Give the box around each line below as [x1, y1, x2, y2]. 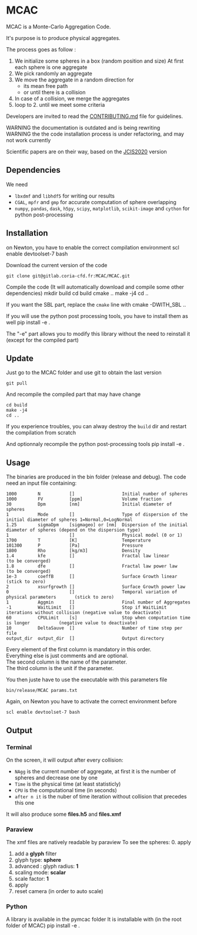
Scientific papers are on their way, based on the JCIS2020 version [6, 148, 168, 155]
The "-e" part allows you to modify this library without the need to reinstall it [6, 330, 191, 337]
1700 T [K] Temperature [6, 537, 151, 543]
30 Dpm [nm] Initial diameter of [6, 501, 172, 507]
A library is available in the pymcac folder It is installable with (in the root [6, 916, 182, 923]
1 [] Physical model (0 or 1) [6, 532, 183, 539]
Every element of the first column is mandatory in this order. [6, 646, 152, 653]
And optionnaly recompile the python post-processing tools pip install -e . [6, 441, 185, 448]
